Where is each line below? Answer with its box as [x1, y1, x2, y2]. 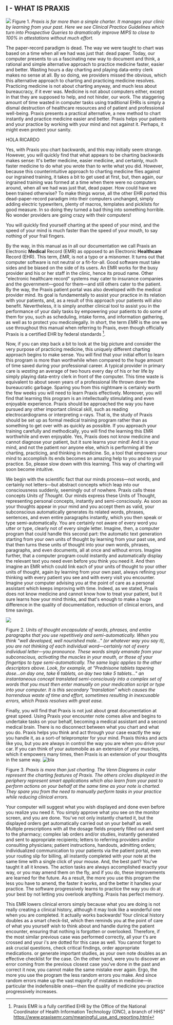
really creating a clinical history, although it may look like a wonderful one [6, 906, 161, 913]
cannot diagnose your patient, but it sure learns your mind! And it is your [6, 439, 159, 445]
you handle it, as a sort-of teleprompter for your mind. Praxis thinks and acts [6, 735, 167, 741]
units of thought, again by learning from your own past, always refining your [6, 569, 166, 575]
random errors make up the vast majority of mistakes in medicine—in [6, 978, 152, 984]
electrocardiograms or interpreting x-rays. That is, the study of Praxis [6, 412, 153, 418]
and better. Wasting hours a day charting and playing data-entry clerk [6, 66, 153, 72]
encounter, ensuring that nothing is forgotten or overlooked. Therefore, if [6, 928, 160, 935]
